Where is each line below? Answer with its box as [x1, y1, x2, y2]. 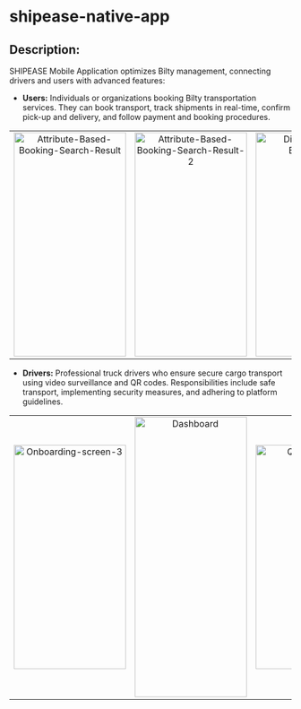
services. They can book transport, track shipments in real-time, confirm [21, 102, 291, 113]
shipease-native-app [9, 6, 170, 27]
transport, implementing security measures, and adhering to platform [21, 387, 278, 397]
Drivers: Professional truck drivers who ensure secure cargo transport [21, 367, 283, 378]
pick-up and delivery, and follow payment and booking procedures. [21, 112, 271, 122]
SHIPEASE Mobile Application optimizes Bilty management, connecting [9, 65, 271, 76]
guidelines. [21, 396, 64, 407]
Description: [9, 42, 81, 57]
